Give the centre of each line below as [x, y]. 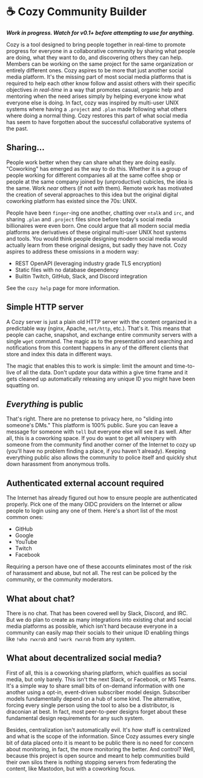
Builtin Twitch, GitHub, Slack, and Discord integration [81, 276]
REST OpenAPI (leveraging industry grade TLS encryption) [88, 263]
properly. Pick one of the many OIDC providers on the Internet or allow [94, 504]
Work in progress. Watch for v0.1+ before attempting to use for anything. [100, 33]
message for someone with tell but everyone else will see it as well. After [99, 432]
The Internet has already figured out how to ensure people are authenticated [102, 498]
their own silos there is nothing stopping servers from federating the [92, 762]
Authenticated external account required [85, 483]
